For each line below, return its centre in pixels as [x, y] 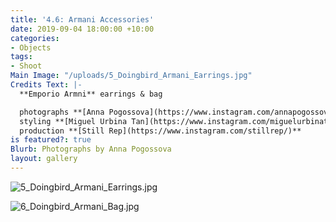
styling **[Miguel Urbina [73, 121]
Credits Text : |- [46, 85]
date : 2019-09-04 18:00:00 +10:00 [82, 29]
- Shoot [26, 66]
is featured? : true [51, 140]
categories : [35, 38]
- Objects [31, 47]
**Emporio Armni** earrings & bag [91, 94]
